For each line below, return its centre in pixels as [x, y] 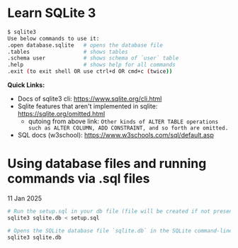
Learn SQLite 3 [52, 13]
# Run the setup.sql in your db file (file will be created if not [109, 211]
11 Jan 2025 [25, 198]
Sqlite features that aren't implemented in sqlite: [87, 106]
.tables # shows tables [68, 52]
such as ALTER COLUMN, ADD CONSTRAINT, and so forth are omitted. [128, 128]
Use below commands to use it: [53, 38]
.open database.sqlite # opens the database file [85, 45]
